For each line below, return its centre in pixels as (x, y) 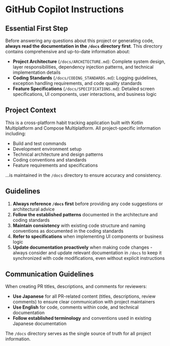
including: (16, 133)
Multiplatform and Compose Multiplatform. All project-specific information (83, 128)
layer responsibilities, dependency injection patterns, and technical (83, 67)
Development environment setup (47, 149)
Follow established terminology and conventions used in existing (82, 318)
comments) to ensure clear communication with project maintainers (84, 302)
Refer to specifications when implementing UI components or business (88, 236)
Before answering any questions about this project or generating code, (80, 40)
